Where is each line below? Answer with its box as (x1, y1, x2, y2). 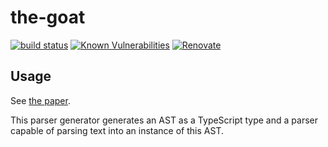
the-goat (10, 6, 86, 29)
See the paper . (10, 94, 71, 106)
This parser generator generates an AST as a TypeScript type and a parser (10, 114, 318, 126)
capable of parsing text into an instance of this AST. (10, 124, 224, 136)
